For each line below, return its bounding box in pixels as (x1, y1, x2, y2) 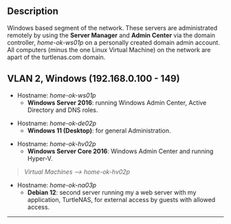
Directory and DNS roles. (27, 106, 98, 114)
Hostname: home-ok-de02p (16, 119, 97, 127)
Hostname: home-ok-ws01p (16, 91, 96, 99)
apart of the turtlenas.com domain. (7, 53, 106, 61)
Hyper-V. (27, 154, 53, 162)
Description (7, 5, 58, 17)
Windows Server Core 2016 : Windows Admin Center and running (27, 147, 214, 155)
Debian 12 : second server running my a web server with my (27, 188, 197, 197)
